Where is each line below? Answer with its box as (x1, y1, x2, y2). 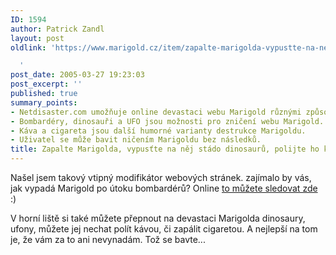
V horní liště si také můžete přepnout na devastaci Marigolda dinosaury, (10, 212, 306, 224)
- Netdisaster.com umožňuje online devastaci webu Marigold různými (10, 107, 302, 117)
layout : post (10, 33, 65, 43)
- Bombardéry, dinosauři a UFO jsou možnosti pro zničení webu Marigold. (10, 116, 325, 126)
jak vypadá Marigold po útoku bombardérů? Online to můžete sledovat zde (10, 182, 318, 194)
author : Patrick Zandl (10, 24, 105, 34)
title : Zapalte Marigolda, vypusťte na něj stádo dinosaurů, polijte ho (10, 144, 320, 155)
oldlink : (10, 42, 47, 53)
